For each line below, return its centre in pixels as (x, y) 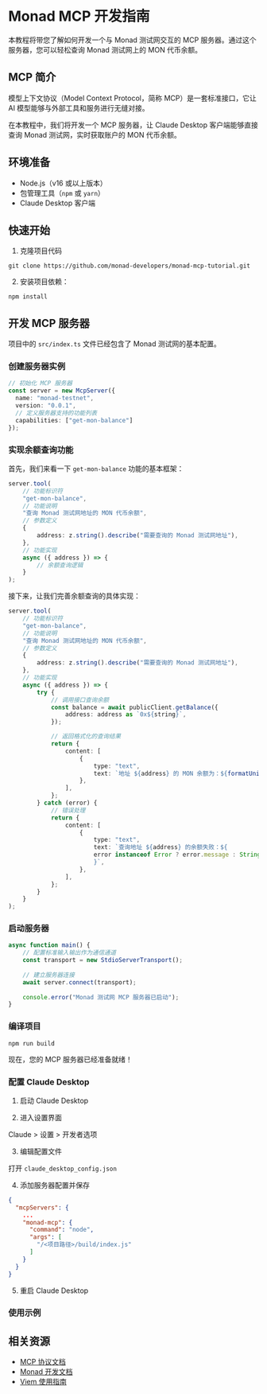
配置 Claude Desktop (49, 1081)
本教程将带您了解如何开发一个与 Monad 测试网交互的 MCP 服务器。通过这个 (132, 40)
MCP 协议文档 (43, 1362)
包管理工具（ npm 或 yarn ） (62, 193)
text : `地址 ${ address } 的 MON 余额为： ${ (161, 773)
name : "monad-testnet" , (54, 399)
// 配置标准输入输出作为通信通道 (70, 953)
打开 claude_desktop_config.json (63, 1168)
